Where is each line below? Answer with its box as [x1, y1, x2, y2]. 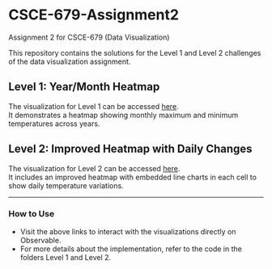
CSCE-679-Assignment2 [8, 6, 180, 24]
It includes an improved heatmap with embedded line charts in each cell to [8, 172, 257, 182]
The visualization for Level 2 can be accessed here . [8, 163, 181, 173]
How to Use [8, 208, 55, 220]
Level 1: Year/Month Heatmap [8, 80, 160, 94]
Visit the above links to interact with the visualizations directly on [19, 226, 236, 236]
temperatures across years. [8, 119, 100, 128]
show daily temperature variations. [8, 180, 124, 191]
